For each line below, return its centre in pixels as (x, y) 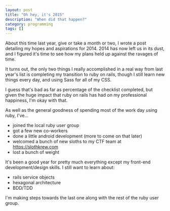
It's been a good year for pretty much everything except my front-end (78, 162)
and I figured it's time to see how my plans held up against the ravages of (82, 54)
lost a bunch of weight (36, 152)
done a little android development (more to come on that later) (77, 136)
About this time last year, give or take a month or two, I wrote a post (76, 43)
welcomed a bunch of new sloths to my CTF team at (67, 142)
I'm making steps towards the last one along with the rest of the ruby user (82, 198)
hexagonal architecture (37, 183)
